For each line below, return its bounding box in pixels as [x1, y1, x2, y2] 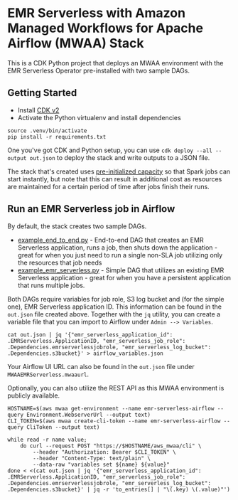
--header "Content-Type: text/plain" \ [33, 454, 151, 462]
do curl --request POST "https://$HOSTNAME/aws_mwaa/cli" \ [20, 442, 202, 450]
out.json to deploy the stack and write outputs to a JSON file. [29, 153, 210, 161]
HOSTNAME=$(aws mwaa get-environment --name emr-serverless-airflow [7, 405, 215, 412]
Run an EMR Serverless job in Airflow [7, 203, 175, 215]
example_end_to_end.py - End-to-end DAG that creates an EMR [17, 235, 204, 244]
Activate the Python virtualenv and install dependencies [17, 113, 181, 122]
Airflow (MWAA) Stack [7, 36, 144, 51]
